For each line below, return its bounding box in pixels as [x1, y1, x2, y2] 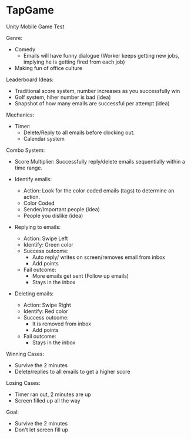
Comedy [14, 45, 36, 53]
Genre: [6, 34, 23, 41]
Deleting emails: [14, 290, 54, 297]
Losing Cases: [6, 379, 41, 386]
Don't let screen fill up [14, 426, 69, 433]
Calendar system [23, 135, 65, 142]
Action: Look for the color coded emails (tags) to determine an [23, 187, 175, 194]
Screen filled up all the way [14, 397, 81, 404]
